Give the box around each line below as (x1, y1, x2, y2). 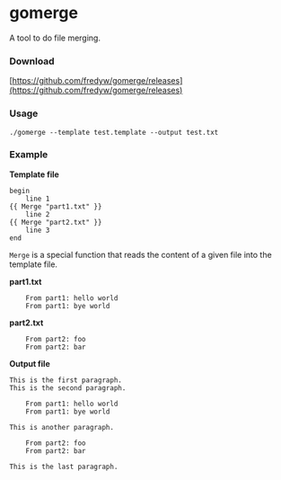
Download (9, 55, 56, 67)
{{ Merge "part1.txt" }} (9, 201, 102, 211)
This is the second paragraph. (9, 383, 127, 393)
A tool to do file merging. (9, 32, 101, 43)
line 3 (25, 226, 50, 235)
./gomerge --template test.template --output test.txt (9, 128, 219, 137)
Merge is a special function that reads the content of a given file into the (9, 249, 272, 260)
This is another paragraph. (9, 422, 115, 431)
